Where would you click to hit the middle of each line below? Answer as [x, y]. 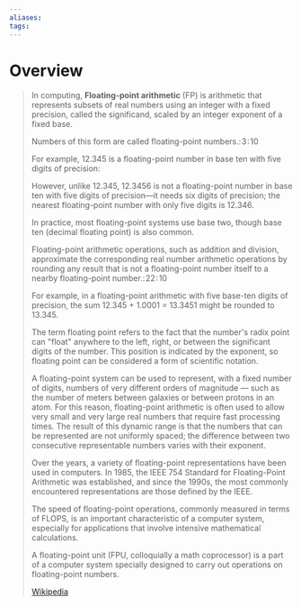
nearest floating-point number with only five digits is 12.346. [142, 205]
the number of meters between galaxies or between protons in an [153, 398]
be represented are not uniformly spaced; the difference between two [160, 436]
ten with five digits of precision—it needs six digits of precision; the [156, 195]
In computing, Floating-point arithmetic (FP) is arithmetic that [146, 95]
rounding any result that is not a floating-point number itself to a [150, 269]
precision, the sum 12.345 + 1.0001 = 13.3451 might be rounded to [153, 305]
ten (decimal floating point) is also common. [113, 232]
